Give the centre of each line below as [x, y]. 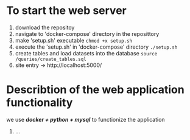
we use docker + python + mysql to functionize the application [86, 119]
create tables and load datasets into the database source [86, 53]
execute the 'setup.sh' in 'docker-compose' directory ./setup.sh [96, 47]
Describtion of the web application [95, 90]
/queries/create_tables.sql [51, 59]
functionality [40, 103]
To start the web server [66, 11]
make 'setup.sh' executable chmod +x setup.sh [74, 40]
